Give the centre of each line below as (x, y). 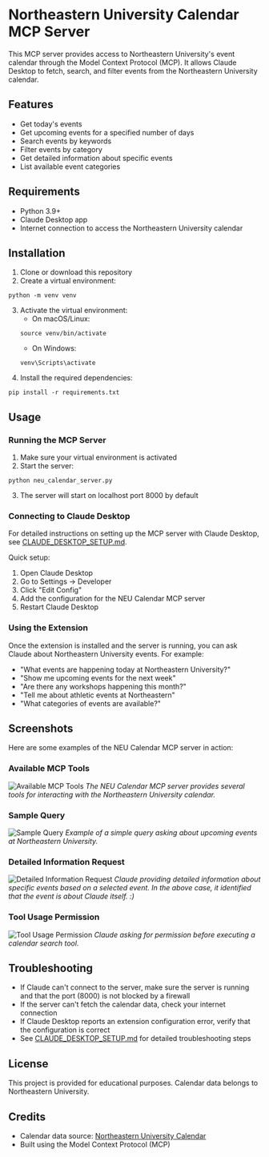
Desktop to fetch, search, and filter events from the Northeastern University (133, 70)
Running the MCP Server (57, 440)
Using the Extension (48, 628)
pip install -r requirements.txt (64, 393)
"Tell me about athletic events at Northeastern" (98, 695)
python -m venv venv (43, 295)
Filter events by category (61, 149)
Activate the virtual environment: (74, 311)
